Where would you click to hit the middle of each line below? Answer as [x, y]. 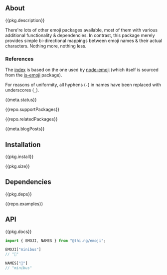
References [19, 58]
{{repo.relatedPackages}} [32, 119]
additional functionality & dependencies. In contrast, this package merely [80, 35]
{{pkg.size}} [17, 166]
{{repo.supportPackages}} [32, 109]
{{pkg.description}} [25, 20]
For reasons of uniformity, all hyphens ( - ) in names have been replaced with [83, 85]
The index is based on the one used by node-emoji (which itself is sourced [82, 70]
